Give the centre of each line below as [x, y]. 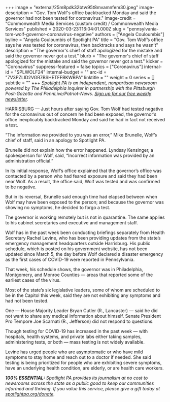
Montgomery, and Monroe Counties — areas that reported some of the [79, 275]
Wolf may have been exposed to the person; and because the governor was [84, 202]
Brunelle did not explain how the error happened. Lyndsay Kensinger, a [79, 150]
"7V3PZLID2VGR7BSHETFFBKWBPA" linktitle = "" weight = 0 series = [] [80, 77]
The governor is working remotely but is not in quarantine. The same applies [85, 217]
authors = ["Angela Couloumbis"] [129, 34]
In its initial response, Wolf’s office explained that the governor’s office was [83, 171]
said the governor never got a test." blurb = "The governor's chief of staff [82, 56]
